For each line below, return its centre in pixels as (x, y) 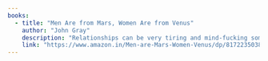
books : (18, 15)
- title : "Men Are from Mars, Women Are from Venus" (104, 23)
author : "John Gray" (56, 30)
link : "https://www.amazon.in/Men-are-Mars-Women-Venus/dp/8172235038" (144, 45)
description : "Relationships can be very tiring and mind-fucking (135, 38)
